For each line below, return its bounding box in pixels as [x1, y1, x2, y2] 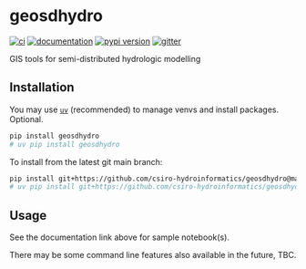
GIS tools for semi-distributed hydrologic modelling [9, 53, 201, 64]
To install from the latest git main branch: [9, 156, 163, 167]
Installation [9, 79, 75, 96]
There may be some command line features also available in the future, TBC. [9, 250, 297, 261]
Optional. [9, 113, 44, 124]
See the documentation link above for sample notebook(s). [9, 232, 230, 243]
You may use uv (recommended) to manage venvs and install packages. [9, 104, 280, 115]
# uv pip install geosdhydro [9, 140, 120, 149]
